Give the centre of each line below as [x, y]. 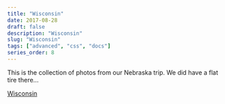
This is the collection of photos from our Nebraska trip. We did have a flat [113, 72]
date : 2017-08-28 [32, 20]
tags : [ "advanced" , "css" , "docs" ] [59, 46]
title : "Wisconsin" [36, 14]
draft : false [26, 27]
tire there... [23, 80]
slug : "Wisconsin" [34, 40]
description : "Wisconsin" [45, 33]
